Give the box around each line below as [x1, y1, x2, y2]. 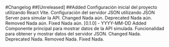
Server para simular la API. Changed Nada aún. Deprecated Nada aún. [5, 15, 152, 20]
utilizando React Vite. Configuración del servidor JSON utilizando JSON [5, 9, 155, 15]
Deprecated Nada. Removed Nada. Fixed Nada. [5, 36, 104, 42]
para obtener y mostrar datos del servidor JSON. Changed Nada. [5, 31, 141, 36]
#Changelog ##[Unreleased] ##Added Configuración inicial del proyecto [5, 4, 157, 10]
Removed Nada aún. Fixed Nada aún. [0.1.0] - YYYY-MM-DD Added [5, 20, 147, 26]
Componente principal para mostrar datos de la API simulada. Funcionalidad [5, 25, 164, 31]
